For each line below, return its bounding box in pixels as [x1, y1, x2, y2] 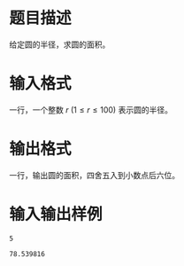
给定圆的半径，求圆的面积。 [9, 39, 111, 50]
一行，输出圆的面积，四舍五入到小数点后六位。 [9, 169, 180, 180]
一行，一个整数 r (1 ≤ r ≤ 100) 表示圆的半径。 [9, 104, 172, 115]
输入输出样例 [9, 205, 103, 224]
